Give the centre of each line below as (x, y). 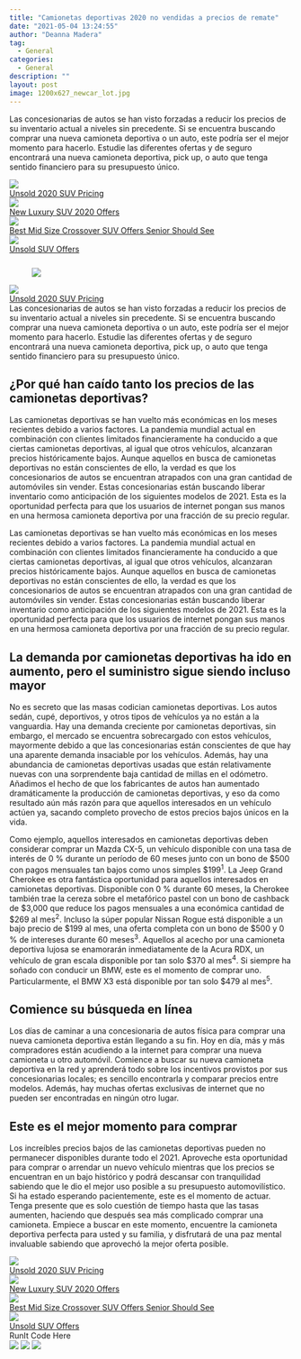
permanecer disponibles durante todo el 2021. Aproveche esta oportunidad (149, 1158)
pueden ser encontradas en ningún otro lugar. (94, 1098)
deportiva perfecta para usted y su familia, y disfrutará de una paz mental (146, 1235)
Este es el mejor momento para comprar (124, 1126)
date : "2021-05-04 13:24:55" (64, 26)
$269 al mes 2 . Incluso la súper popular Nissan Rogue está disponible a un (146, 918)
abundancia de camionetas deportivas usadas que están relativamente (140, 765)
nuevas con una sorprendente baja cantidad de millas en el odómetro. (139, 774)
